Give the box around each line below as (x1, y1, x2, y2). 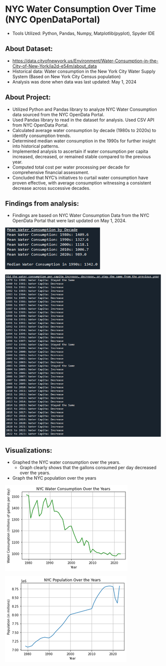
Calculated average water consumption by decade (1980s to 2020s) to (12, 127, 157, 133)
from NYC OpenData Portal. (12, 122, 69, 128)
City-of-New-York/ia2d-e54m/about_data (12, 63, 97, 69)
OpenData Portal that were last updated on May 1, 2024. (12, 218, 127, 223)
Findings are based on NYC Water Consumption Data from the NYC (12, 213, 150, 219)
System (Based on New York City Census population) (12, 73, 121, 80)
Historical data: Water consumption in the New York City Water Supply (12, 68, 156, 74)
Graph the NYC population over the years (12, 475, 96, 481)
